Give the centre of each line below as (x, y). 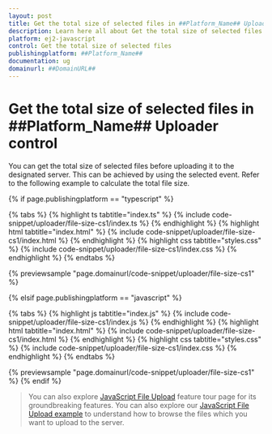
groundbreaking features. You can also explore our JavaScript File (138, 405)
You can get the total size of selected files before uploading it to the (121, 165)
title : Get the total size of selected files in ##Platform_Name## (125, 24)
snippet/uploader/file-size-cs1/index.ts (73, 223)
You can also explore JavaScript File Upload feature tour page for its (142, 396)
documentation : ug (39, 62)
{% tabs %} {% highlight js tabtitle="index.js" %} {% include (109, 313)
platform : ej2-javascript (52, 39)
